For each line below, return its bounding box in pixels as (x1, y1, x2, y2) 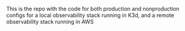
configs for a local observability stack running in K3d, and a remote (6, 12, 175, 19)
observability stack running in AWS (6, 18, 94, 25)
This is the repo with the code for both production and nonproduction (6, 5, 180, 12)
